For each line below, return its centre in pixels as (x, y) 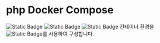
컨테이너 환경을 (137, 26)
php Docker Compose (60, 10)
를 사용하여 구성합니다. (68, 34)
